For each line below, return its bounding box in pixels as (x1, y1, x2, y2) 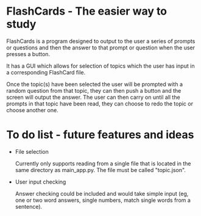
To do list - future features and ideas (6, 128, 194, 142)
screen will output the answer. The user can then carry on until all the (6, 93, 181, 101)
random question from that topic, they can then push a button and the (6, 87, 182, 94)
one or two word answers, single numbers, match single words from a (15, 196, 191, 204)
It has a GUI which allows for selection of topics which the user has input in (6, 62, 195, 70)
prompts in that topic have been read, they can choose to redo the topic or (6, 99, 194, 107)
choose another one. (6, 106, 59, 113)
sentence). (15, 203, 43, 210)
